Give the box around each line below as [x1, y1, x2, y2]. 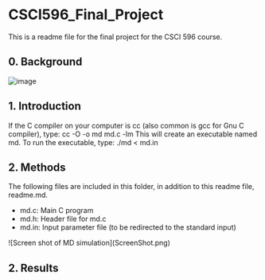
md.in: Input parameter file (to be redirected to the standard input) [19, 223, 236, 232]
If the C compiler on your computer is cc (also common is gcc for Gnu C [8, 120, 244, 130]
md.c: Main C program [19, 206, 94, 215]
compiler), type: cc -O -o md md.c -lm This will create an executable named [8, 129, 258, 139]
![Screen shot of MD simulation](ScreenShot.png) [8, 238, 171, 248]
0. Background [8, 55, 83, 69]
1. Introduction [8, 100, 81, 113]
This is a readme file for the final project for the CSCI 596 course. [8, 32, 223, 41]
